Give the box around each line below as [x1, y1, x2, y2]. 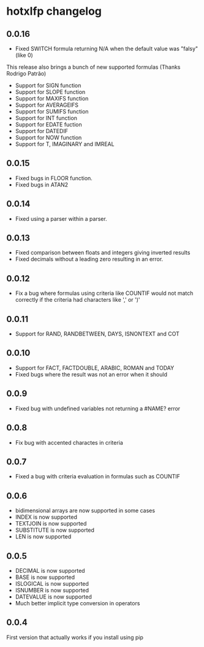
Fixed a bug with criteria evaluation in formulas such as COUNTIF [15, 473, 181, 480]
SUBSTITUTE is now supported [15, 526, 95, 534]
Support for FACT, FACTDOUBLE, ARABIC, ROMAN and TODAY [15, 364, 175, 372]
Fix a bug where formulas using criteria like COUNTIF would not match [15, 289, 194, 297]
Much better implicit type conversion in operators [15, 599, 140, 607]
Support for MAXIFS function [15, 95, 89, 102]
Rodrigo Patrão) [6, 70, 47, 77]
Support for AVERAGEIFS [15, 101, 78, 109]
